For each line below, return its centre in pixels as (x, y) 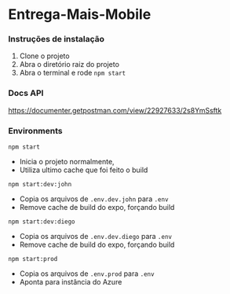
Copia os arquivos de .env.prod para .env (87, 274)
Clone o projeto (44, 56)
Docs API (26, 94)
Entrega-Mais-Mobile (80, 15)
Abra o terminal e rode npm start (73, 73)
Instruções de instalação (56, 39)
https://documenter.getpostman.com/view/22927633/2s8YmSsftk (115, 110)
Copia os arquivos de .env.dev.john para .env (94, 199)
